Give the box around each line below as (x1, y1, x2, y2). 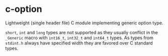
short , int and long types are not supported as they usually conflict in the (5, 29, 158, 35)
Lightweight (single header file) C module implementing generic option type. (5, 20, 163, 26)
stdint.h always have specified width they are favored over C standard (5, 40, 153, 46)
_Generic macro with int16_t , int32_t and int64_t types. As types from (5, 35, 153, 41)
